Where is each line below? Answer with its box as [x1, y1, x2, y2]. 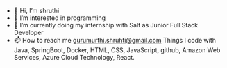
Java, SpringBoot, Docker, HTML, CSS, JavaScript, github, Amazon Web [13, 46, 221, 54]
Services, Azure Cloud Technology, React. [13, 54, 135, 61]
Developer [13, 28, 44, 36]
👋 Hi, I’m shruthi [13, 7, 60, 14]
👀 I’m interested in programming [13, 14, 106, 22]
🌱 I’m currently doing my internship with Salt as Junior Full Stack [13, 21, 199, 29]
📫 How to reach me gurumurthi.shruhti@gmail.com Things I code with [13, 36, 217, 44]
